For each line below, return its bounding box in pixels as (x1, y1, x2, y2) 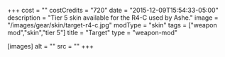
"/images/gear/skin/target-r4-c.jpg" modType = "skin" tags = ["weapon (7, 21, 218, 29)
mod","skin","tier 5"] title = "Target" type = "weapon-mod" (7, 28, 178, 37)
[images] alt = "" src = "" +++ (7, 42, 94, 50)
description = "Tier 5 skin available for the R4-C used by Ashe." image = (7, 13, 219, 22)
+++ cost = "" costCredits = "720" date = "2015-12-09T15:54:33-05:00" (7, 6, 219, 14)
